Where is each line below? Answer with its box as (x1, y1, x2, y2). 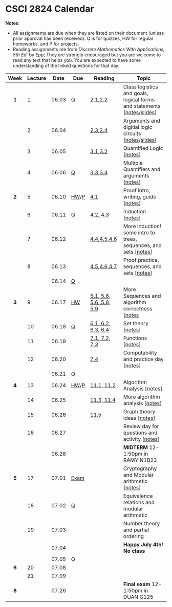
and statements (123, 102, 161, 109)
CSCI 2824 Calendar (5, 3, 94, 15)
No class (123, 547, 145, 554)
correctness (123, 305, 153, 312)
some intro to (123, 229, 155, 236)
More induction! (123, 222, 161, 230)
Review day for (123, 422, 160, 430)
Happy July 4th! (123, 541, 164, 548)
